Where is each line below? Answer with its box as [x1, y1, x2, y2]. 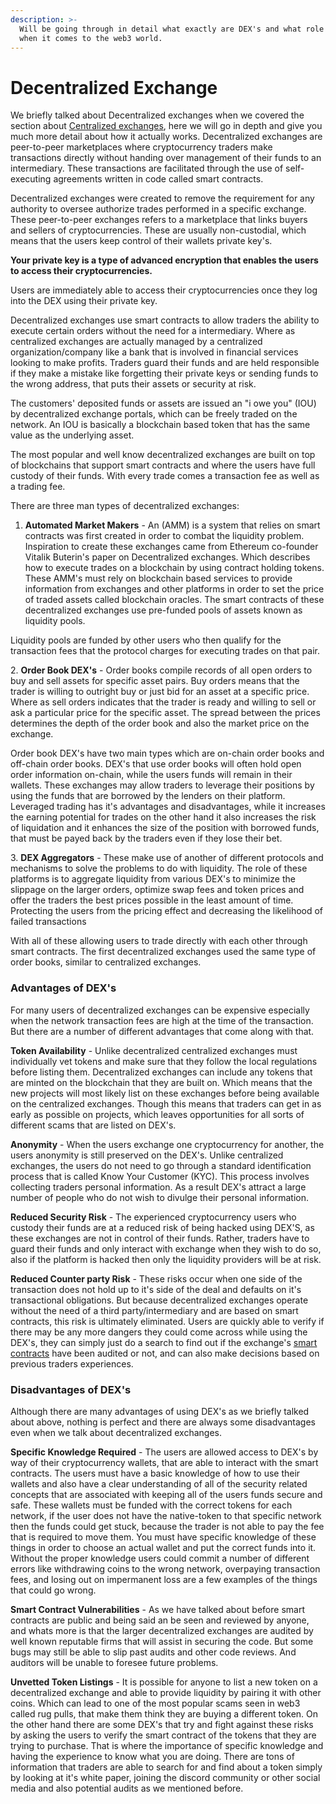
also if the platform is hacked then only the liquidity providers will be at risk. [10, 1253, 322, 1265]
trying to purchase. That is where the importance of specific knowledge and [10, 1739, 324, 1751]
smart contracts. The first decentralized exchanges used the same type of [10, 946, 317, 958]
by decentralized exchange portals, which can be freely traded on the [10, 408, 298, 420]
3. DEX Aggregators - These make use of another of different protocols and [10, 852, 324, 864]
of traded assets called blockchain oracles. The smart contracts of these [24, 594, 325, 606]
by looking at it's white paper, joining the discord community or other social [10, 1771, 321, 1783]
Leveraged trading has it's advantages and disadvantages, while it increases [10, 801, 326, 813]
